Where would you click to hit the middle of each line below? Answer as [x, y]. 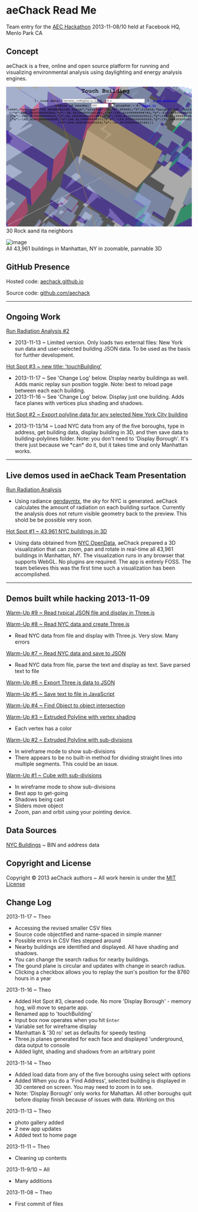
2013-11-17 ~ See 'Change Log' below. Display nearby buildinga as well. [101, 378]
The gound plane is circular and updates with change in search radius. [100, 966]
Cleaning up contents [41, 1158]
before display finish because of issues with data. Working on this [95, 1100]
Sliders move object [39, 806]
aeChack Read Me [51, 10]
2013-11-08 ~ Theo [29, 1192]
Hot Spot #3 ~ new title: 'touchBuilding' [54, 367]
